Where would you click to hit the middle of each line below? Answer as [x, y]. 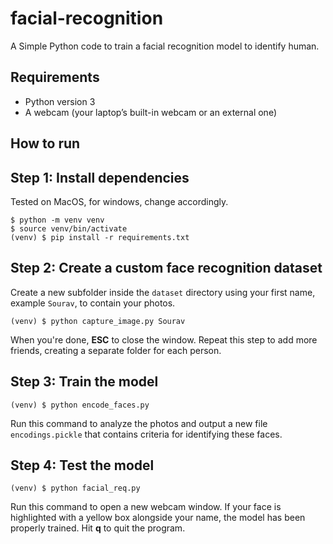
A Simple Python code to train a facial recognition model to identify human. [165, 46]
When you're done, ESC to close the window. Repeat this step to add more [164, 339]
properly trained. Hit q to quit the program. [98, 528]
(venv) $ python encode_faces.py [80, 405]
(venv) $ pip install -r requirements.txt [100, 237]
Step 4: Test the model [82, 465]
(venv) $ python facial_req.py [75, 488]
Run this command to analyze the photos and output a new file [139, 423]
